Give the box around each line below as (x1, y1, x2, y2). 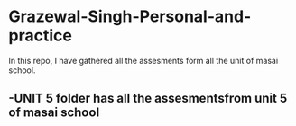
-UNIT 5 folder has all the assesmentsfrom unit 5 (8, 91, 288, 106)
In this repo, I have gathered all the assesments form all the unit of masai (8, 55, 279, 66)
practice (8, 25, 73, 46)
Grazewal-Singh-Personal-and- (8, 6, 252, 27)
